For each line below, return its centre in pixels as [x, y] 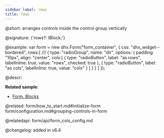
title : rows [17, 14]
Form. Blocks [26, 96]
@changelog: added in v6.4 [33, 130]
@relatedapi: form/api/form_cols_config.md [49, 120]
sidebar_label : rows [26, 10]
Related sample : [22, 87]
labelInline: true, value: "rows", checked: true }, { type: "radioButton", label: [81, 63]
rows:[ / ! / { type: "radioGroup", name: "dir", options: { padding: [91, 52]
